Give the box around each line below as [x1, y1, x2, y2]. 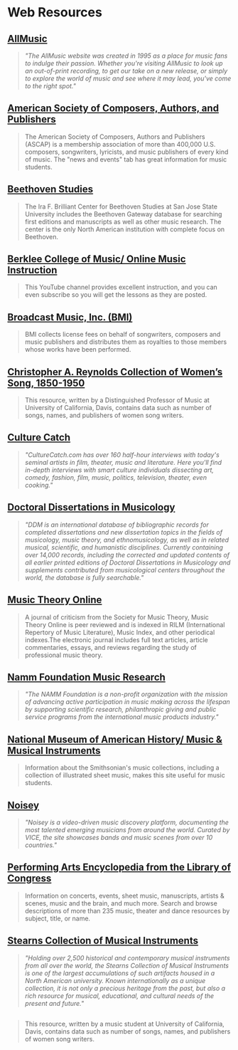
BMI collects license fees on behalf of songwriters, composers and [24, 330, 221, 339]
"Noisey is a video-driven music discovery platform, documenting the [24, 818, 229, 826]
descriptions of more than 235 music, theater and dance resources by [24, 906, 230, 915]
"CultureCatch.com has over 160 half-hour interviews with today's [24, 450, 220, 459]
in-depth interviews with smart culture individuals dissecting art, [24, 466, 215, 474]
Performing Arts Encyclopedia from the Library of [7, 861, 232, 873]
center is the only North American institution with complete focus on [24, 225, 225, 233]
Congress [7, 873, 52, 885]
